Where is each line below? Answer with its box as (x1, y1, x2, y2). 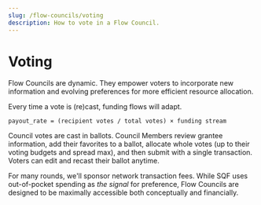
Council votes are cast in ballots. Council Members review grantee (8, 131, 223, 141)
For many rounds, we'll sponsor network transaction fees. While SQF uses (8, 171, 248, 181)
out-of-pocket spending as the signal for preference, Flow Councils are (8, 180, 240, 189)
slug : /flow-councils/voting (8, 11, 104, 20)
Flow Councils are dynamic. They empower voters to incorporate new (8, 79, 234, 88)
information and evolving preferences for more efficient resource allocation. (8, 87, 254, 97)
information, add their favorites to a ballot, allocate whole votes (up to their (8, 139, 250, 149)
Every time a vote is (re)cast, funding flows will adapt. (8, 102, 182, 112)
